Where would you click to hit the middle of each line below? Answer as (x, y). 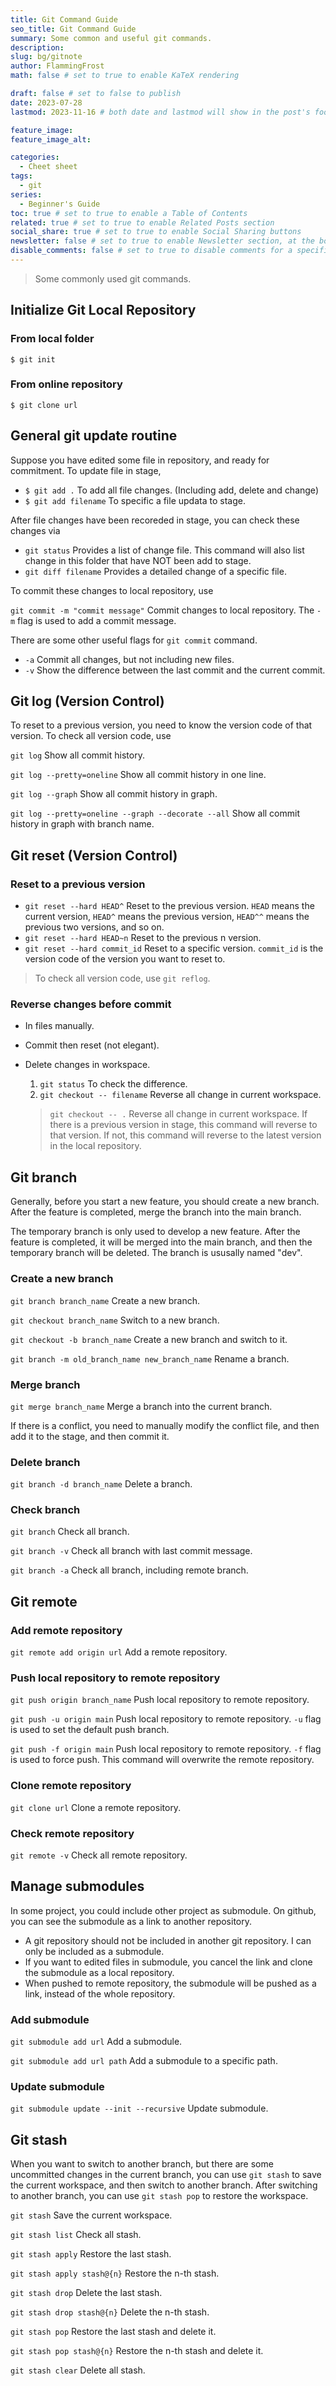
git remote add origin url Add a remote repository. (119, 1652)
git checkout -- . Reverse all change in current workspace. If (178, 1114)
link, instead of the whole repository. (100, 1993)
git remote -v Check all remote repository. (99, 1855)
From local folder (52, 339)
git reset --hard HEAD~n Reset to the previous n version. (143, 938)
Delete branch (45, 1462)
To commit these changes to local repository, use (112, 590)
